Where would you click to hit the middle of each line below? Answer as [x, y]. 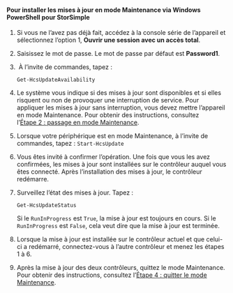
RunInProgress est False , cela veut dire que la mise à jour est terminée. [118, 226]
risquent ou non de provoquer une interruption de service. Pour [108, 100]
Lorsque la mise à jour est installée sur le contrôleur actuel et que [111, 239]
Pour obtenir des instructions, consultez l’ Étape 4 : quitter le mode [112, 275]
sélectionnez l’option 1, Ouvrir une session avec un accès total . [108, 40]
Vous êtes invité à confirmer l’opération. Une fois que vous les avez [113, 157]
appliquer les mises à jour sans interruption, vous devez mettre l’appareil [121, 107]
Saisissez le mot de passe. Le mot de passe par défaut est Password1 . [118, 54]
